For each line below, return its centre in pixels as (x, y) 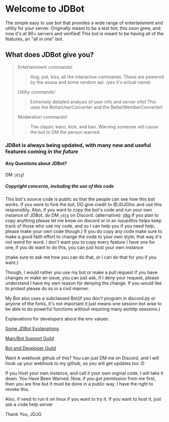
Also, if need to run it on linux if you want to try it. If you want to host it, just (83, 399)
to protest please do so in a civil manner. (47, 288)
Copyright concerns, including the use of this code (60, 186)
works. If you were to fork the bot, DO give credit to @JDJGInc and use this (84, 204)
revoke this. (17, 389)
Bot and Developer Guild (31, 348)
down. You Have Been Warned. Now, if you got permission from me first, (81, 378)
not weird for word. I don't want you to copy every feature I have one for (80, 242)
